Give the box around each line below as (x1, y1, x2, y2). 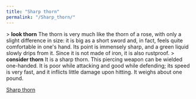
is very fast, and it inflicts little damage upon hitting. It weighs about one (6, 68, 182, 75)
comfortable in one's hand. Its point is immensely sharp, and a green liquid (6, 43, 189, 50)
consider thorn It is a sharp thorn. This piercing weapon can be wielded (6, 56, 183, 63)
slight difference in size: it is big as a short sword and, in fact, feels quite (6, 37, 183, 44)
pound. (6, 75, 24, 82)
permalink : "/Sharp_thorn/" (6, 14, 76, 20)
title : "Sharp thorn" (6, 8, 60, 15)
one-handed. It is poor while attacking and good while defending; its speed (6, 62, 190, 69)
